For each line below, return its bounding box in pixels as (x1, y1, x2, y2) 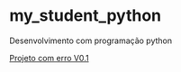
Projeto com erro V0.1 (9, 52, 89, 63)
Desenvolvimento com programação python (9, 35, 173, 46)
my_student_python (9, 5, 162, 26)
